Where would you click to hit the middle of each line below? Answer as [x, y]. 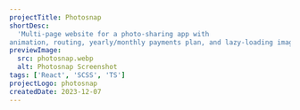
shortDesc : [29, 26]
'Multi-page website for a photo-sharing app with [113, 34]
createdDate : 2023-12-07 [55, 91]
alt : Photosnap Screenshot [67, 67]
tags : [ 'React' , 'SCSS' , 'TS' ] [67, 75]
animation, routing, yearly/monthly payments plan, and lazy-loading [142, 42]
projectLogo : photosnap [54, 83]
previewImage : [36, 51]
